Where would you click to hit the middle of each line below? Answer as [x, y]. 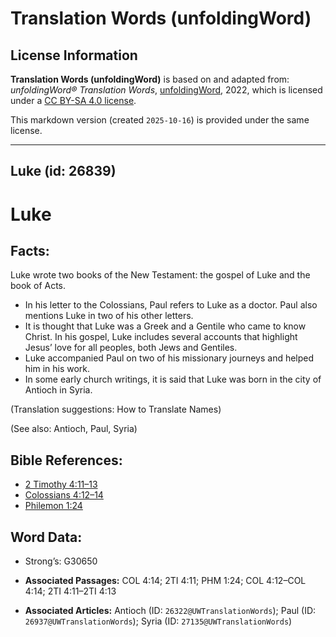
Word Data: [46, 537]
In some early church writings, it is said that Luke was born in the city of [173, 379]
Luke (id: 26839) [63, 171]
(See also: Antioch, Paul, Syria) [74, 429]
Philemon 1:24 [53, 506]
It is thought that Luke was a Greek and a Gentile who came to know [165, 326]
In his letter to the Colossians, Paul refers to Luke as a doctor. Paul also [171, 305]
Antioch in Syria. [58, 390]
